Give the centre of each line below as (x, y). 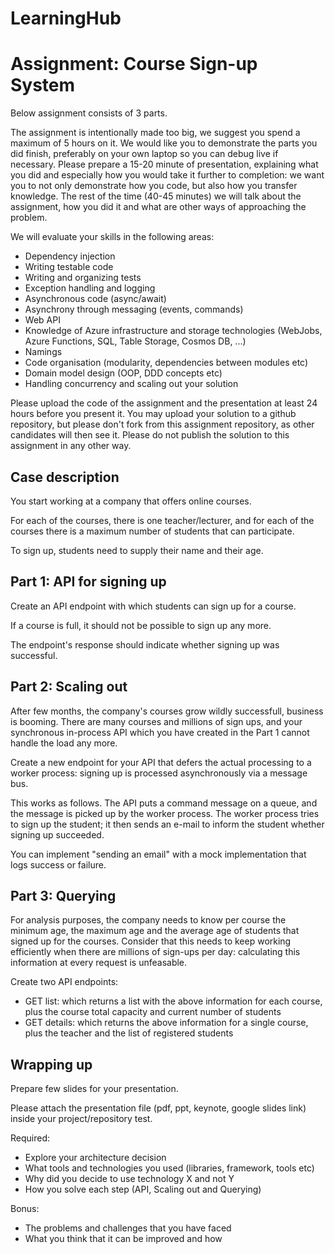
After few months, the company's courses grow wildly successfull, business (167, 711)
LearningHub (66, 18)
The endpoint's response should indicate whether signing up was (145, 644)
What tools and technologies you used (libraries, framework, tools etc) (169, 1168)
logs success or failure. (58, 864)
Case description (65, 477)
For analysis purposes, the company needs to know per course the (148, 920)
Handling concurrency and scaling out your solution (131, 384)
